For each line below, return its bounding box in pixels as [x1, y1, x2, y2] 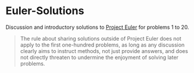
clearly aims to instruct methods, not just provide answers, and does [20, 47, 189, 54]
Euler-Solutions [5, 4, 85, 18]
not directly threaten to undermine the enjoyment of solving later [20, 54, 179, 61]
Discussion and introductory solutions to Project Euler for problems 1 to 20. [5, 24, 189, 31]
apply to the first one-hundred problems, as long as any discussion [20, 41, 185, 48]
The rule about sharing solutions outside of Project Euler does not [20, 35, 182, 42]
